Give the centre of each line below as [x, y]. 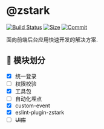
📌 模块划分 [26, 61]
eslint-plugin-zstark [40, 113]
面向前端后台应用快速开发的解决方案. [52, 39]
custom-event [32, 105]
